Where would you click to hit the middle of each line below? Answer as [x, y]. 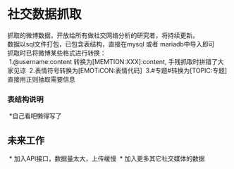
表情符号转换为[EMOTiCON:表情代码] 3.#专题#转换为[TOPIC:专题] [131, 70]
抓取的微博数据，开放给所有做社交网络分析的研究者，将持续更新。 [103, 35]
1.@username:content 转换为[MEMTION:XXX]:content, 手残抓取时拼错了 [113, 61]
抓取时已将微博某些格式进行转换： [57, 53]
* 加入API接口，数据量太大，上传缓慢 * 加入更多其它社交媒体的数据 [107, 158]
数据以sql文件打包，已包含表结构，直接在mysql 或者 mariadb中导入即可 [111, 44]
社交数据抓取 [45, 14]
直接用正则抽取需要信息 [41, 79]
